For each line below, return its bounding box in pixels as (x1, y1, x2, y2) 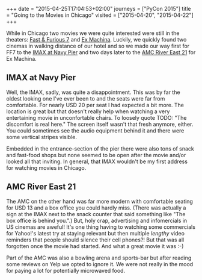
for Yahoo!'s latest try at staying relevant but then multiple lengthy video (6, 229, 185, 237)
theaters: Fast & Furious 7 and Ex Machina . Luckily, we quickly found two (6, 36, 187, 43)
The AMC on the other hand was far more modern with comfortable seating (6, 198, 194, 205)
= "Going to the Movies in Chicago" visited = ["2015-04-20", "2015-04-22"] (6, 11, 194, 19)
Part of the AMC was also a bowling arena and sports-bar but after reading (6, 254, 192, 261)
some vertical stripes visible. (6, 133, 77, 140)
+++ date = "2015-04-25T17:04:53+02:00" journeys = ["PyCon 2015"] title (6, 5, 191, 12)
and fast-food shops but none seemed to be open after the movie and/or (6, 151, 186, 158)
